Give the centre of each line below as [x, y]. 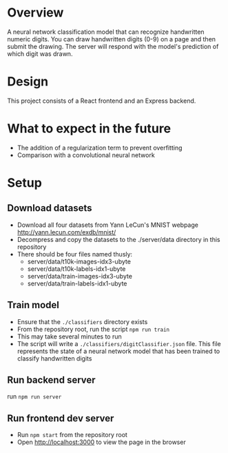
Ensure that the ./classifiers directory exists [82, 321]
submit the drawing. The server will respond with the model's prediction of [113, 46]
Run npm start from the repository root [72, 435]
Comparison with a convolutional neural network [86, 155]
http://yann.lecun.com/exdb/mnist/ [66, 232]
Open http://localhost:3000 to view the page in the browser [101, 442]
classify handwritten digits [54, 358]
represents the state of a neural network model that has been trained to [118, 351]
